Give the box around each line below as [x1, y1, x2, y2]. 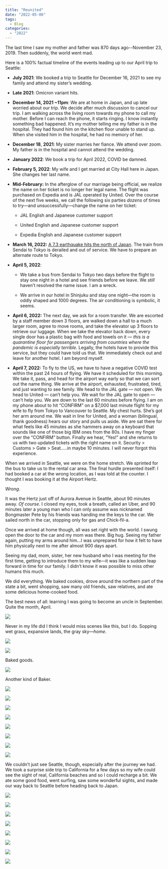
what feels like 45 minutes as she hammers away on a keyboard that [12, 424, 154, 430]
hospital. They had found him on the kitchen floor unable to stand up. [12, 126, 155, 132]
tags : [5, 17, 17, 22]
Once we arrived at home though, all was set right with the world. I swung [5, 527, 158, 533]
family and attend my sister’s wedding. [12, 80, 92, 86]
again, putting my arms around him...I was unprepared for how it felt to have [5, 537, 162, 543]
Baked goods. [5, 657, 34, 663]
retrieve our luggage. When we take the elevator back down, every [12, 329, 150, 334]
